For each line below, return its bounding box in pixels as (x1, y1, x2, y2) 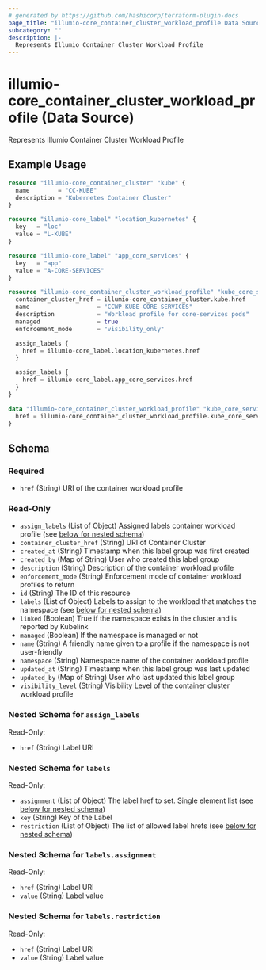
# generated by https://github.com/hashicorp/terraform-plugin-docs (8, 11, 239, 20)
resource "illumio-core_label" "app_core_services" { (8, 251, 190, 260)
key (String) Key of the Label (19, 812, 112, 822)
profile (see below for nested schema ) (19, 529, 145, 539)
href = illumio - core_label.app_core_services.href (22, 376, 193, 384)
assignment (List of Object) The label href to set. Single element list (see (19, 796, 253, 805)
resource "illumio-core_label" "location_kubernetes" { (8, 216, 196, 223)
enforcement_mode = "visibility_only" (15, 325, 165, 333)
